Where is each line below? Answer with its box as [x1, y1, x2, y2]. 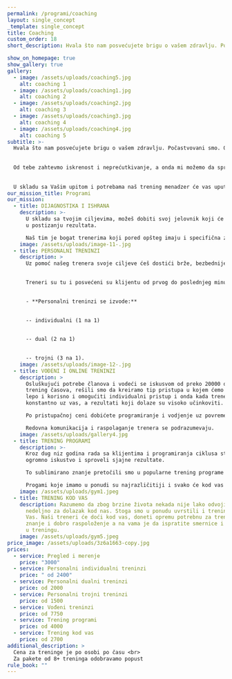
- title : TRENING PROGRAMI [13, 437, 91, 445]
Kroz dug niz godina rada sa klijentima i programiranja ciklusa [25, 450, 217, 457]
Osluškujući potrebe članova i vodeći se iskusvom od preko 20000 [25, 380, 221, 387]
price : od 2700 [19, 636, 64, 643]
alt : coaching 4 [19, 119, 67, 126]
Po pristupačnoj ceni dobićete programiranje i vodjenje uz [25, 412, 202, 419]
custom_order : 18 [7, 36, 57, 43]
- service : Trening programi [13, 617, 97, 624]
